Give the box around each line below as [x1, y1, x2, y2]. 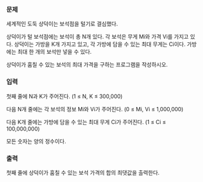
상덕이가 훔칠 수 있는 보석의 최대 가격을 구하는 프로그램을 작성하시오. [6, 61, 168, 68]
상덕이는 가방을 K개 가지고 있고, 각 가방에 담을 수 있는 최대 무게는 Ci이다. [14, 41, 186, 48]
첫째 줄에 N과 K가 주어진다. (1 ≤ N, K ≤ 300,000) [6, 93, 123, 100]
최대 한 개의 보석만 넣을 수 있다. [17, 48, 92, 56]
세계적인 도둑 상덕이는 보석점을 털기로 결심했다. [6, 20, 118, 28]
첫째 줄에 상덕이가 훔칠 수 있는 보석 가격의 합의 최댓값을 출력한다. [6, 169, 160, 176]
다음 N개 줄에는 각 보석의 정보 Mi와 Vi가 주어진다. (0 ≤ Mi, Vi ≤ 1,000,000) [6, 105, 184, 112]
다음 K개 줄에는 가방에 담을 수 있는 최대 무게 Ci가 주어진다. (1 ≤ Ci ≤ [6, 118, 167, 125]
